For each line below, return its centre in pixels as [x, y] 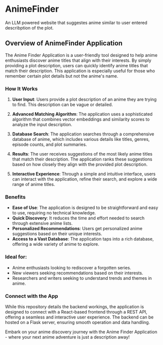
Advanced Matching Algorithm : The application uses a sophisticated [82, 114]
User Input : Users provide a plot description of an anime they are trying [84, 100]
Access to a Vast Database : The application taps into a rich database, [83, 239]
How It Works [22, 88]
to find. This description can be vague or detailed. [62, 105]
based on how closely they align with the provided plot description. [80, 164]
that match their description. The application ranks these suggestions [82, 159]
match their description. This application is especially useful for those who [80, 71]
